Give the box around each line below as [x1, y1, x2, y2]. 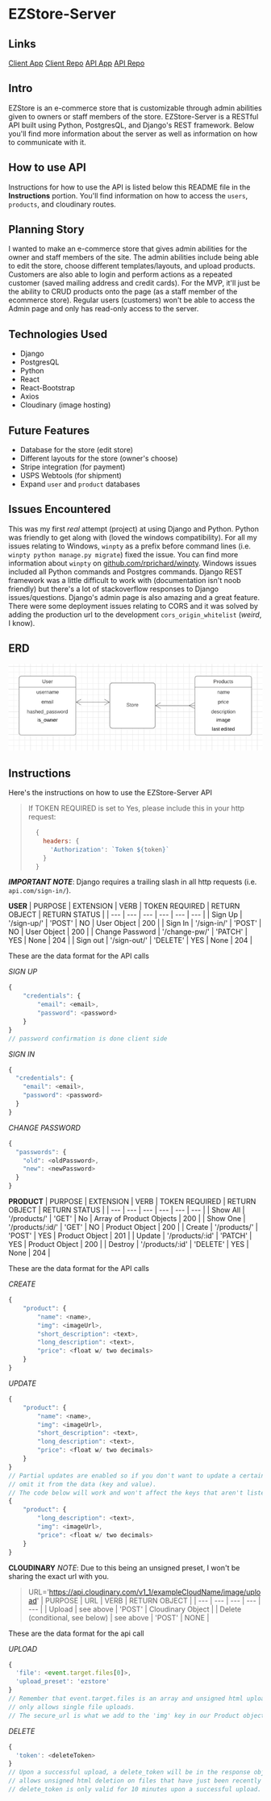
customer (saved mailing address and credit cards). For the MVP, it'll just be [8, 278, 261, 288]
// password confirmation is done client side [8, 1034, 168, 1043]
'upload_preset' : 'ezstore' [15, 1678, 110, 1686]
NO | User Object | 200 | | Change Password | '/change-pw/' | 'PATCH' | [8, 927, 248, 936]
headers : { [43, 836, 80, 845]
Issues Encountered [8, 502, 111, 516]
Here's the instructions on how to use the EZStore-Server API [8, 788, 212, 797]
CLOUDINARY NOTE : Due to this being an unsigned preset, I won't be [8, 1562, 240, 1573]
